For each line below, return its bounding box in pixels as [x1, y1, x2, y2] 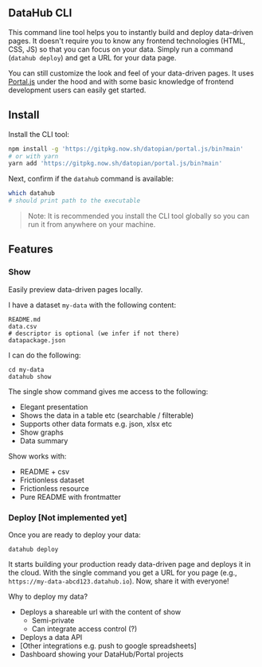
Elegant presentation [19, 402, 88, 412]
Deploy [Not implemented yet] [8, 512, 127, 523]
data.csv [8, 322, 37, 330]
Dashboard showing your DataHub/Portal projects [19, 649, 184, 659]
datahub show [8, 373, 52, 380]
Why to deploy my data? [8, 591, 88, 601]
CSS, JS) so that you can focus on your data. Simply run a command [8, 44, 233, 54]
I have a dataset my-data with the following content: [8, 300, 177, 310]
